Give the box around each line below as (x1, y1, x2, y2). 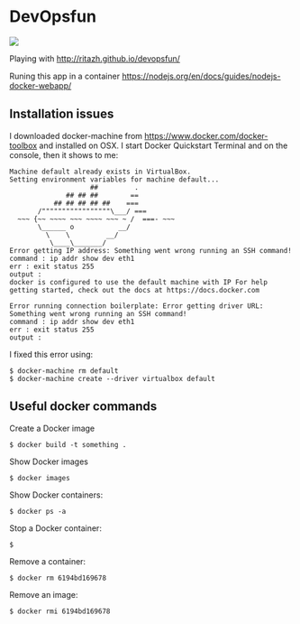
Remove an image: (9, 589, 78, 600)
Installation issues (9, 107, 114, 122)
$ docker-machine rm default (9, 366, 119, 376)
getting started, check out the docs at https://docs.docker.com (9, 285, 259, 294)
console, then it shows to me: (9, 149, 119, 160)
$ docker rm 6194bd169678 (9, 573, 106, 582)
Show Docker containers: (9, 489, 104, 500)
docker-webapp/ (9, 79, 72, 91)
